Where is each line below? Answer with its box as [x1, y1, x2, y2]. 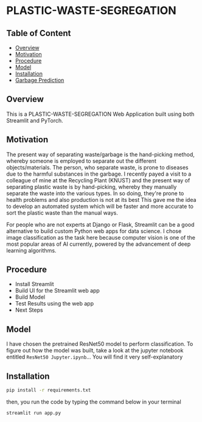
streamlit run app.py [6, 410, 61, 416]
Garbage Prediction [15, 77, 64, 84]
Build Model [15, 293, 46, 301]
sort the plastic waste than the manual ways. [6, 209, 119, 216]
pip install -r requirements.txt [6, 387, 91, 393]
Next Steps [15, 306, 44, 314]
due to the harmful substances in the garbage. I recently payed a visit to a [6, 170, 192, 177]
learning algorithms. [6, 246, 57, 254]
